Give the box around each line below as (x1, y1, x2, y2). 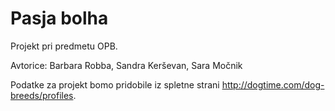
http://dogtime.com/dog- (221, 78, 325, 91)
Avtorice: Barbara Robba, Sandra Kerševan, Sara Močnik (10, 59, 243, 71)
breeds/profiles (10, 89, 74, 101)
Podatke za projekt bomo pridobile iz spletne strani (10, 78, 220, 91)
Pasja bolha (10, 7, 109, 30)
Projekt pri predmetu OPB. (10, 40, 118, 52)
